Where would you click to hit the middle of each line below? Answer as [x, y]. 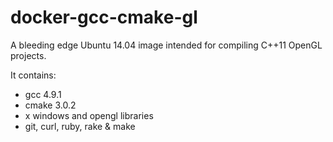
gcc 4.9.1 [43, 94]
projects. [28, 55]
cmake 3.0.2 [50, 105]
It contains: [33, 75]
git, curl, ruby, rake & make [80, 126]
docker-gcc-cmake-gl [104, 17]
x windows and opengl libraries [89, 115]
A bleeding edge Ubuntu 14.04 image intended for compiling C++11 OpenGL [166, 45]
